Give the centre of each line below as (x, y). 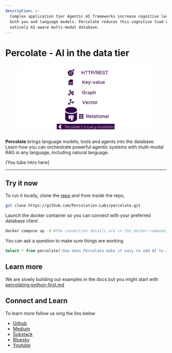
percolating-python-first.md (35, 285)
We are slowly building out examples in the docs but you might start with (82, 279)
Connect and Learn (37, 301)
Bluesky (21, 340)
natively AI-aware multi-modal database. (55, 27)
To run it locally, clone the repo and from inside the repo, (65, 196)
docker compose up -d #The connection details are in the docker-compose (86, 231)
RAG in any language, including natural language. (57, 152)
